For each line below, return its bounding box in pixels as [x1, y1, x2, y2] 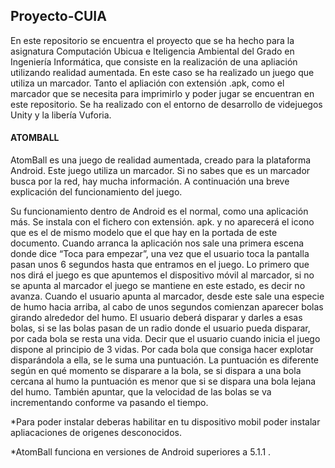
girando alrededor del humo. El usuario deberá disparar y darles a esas [10, 312, 303, 324]
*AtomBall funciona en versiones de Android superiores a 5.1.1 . [10, 446, 272, 458]
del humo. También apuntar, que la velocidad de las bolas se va [10, 386, 272, 398]
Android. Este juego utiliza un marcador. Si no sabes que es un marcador [10, 165, 311, 177]
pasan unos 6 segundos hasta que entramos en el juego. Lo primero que [10, 259, 310, 271]
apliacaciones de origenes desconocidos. [10, 427, 182, 439]
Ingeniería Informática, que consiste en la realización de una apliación [10, 55, 298, 68]
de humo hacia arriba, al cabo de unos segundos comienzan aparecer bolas [10, 301, 324, 313]
